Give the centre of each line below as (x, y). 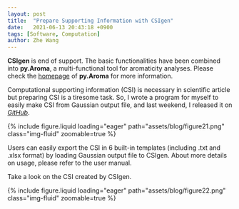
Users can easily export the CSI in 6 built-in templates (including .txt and (114, 148)
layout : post (27, 14)
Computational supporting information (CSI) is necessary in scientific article (119, 90)
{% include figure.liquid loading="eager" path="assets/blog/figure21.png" (116, 126)
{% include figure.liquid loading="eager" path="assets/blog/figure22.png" (117, 190)
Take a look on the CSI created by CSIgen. (70, 177)
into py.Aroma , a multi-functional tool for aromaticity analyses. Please (111, 68)
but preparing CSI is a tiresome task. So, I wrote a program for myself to (113, 98)
